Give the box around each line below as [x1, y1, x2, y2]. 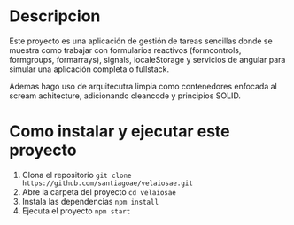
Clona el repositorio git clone [21, 169, 132, 180]
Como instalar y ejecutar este [9, 121, 230, 142]
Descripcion [9, 6, 101, 27]
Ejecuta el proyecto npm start [21, 206, 131, 216]
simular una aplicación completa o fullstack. [9, 64, 170, 74]
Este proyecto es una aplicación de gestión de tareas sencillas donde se [9, 35, 273, 46]
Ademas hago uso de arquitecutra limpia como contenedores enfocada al [9, 81, 277, 91]
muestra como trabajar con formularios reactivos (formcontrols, [9, 44, 242, 55]
